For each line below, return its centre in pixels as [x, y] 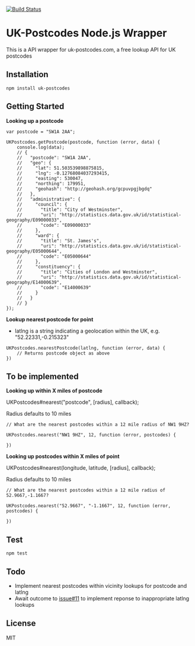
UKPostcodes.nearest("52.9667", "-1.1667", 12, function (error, [88, 506]
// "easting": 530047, [50, 178]
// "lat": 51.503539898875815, [61, 168]
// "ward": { [38, 235]
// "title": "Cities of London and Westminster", [87, 272]
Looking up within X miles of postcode [54, 391]
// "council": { [42, 204]
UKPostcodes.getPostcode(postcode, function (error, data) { [83, 142]
